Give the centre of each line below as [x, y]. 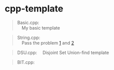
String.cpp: [29, 37]
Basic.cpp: [28, 22]
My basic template [41, 27]
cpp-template [34, 9]
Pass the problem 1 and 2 [48, 42]
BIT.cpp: [26, 62]
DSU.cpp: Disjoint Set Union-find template [63, 52]
